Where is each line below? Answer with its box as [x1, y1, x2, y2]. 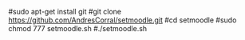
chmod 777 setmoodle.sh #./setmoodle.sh [8, 24, 148, 33]
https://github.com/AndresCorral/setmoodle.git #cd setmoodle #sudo [8, 15, 237, 25]
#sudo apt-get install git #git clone [8, 7, 122, 16]
